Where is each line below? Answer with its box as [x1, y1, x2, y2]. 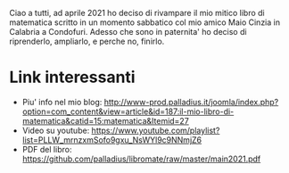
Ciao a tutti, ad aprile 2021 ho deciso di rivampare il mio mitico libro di [9, 8, 265, 18]
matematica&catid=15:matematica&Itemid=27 [21, 115, 189, 126]
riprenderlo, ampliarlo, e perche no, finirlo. [9, 36, 165, 46]
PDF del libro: [21, 144, 72, 154]
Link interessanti [9, 67, 136, 87]
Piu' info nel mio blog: [21, 96, 103, 107]
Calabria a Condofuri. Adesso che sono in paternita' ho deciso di [9, 27, 247, 37]
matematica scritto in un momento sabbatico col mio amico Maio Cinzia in [9, 17, 281, 28]
